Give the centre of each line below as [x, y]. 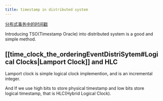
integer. [13, 79]
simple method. [21, 39]
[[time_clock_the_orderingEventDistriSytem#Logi [82, 54]
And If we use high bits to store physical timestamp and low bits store [75, 88]
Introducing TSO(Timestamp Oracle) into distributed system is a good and [79, 34]
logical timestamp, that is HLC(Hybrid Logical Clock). [58, 94]
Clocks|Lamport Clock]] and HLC [67, 62]
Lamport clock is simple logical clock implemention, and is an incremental [79, 74]
